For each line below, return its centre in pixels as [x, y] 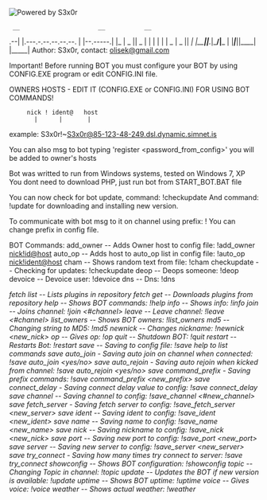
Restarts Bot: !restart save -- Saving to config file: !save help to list [118, 345]
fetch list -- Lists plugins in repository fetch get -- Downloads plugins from [131, 294]
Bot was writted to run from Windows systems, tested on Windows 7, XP [127, 174]
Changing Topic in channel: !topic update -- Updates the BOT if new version [134, 472]
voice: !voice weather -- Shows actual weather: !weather [103, 489]
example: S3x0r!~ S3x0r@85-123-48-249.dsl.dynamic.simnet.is [113, 134]
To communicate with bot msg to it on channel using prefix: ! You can [122, 221]
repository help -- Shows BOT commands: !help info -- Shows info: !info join [134, 303]
